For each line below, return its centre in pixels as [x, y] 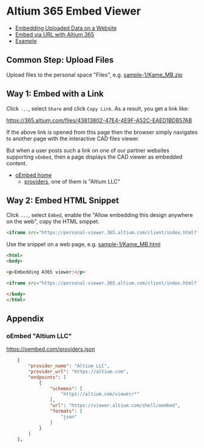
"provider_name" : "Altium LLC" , [69, 366]
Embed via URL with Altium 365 [55, 34]
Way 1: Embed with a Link [55, 94]
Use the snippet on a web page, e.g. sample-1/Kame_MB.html [83, 244]
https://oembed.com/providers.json [51, 349]
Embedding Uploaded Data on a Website [66, 28]
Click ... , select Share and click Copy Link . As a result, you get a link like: [98, 108]
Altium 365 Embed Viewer [74, 11]
